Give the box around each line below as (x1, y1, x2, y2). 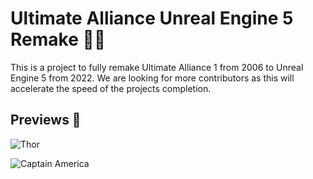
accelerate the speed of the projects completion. (10, 82, 212, 94)
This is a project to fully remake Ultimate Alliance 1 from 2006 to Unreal (10, 61, 304, 73)
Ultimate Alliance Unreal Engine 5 (10, 7, 294, 30)
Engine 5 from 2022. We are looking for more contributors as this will (10, 72, 295, 84)
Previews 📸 (10, 112, 82, 129)
